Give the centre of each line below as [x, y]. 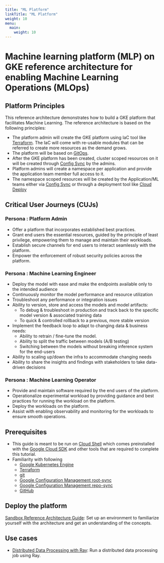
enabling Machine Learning [62, 78]
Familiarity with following [37, 459]
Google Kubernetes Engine [47, 465]
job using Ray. [26, 555]
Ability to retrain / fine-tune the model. [58, 336]
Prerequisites [26, 432]
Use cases [21, 538]
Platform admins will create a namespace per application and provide [82, 169]
